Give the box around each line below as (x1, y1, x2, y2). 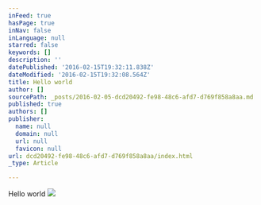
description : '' (8, 56, 62, 64)
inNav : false (8, 26, 52, 34)
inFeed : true (8, 11, 52, 20)
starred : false (8, 41, 59, 49)
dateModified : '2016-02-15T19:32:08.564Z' (8, 71, 151, 79)
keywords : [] (8, 48, 52, 56)
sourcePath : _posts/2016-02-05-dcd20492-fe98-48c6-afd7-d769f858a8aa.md (8, 93, 254, 101)
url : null (15, 137, 48, 145)
